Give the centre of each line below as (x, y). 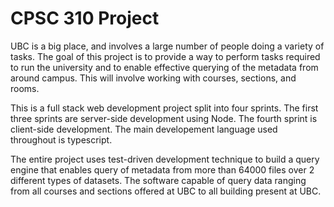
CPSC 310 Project (85, 18)
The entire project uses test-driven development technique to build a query (165, 159)
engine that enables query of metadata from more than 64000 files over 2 (162, 169)
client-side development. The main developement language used (144, 129)
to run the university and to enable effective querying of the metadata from (164, 67)
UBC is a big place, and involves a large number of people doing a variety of (167, 46)
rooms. (25, 88)
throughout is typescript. (61, 139)
